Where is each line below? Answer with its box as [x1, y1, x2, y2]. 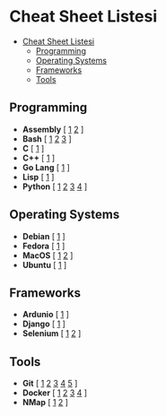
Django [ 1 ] [22, 318, 66, 329]
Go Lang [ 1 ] [22, 161, 70, 172]
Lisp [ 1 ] [22, 171, 55, 182]
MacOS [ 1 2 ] [22, 249, 74, 261]
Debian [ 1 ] [22, 230, 66, 241]
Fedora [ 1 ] [22, 240, 66, 251]
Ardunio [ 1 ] [22, 309, 69, 320]
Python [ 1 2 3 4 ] [22, 181, 88, 192]
